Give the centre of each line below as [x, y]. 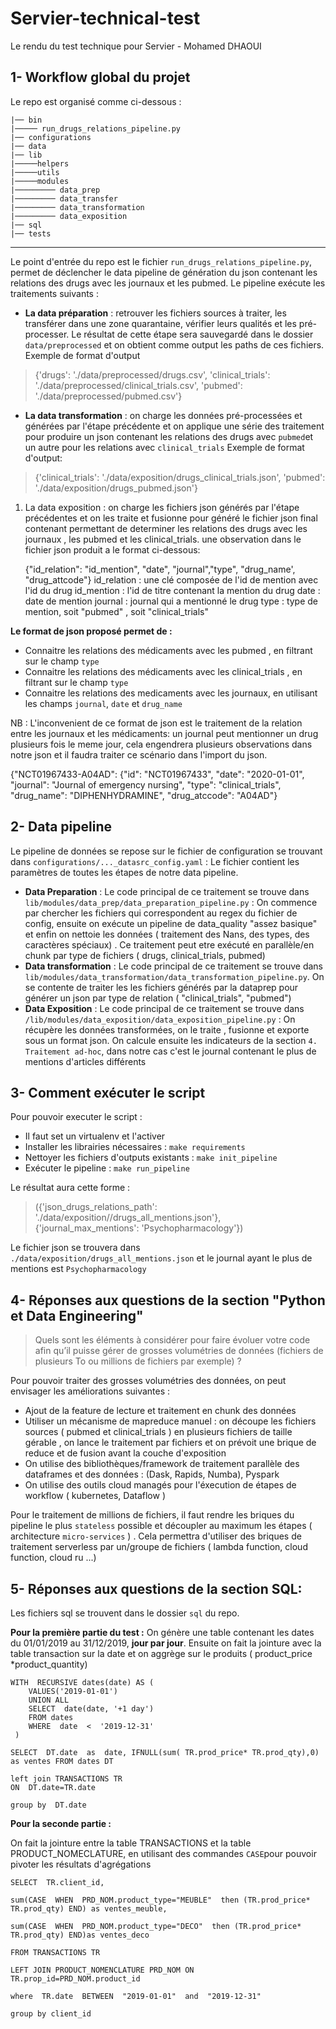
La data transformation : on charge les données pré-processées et [163, 415]
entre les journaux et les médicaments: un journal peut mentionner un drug [164, 733]
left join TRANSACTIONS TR [66, 1779]
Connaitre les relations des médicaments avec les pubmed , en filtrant [168, 650]
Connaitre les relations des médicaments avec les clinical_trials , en [163, 671]
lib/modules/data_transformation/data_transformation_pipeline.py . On [174, 976]
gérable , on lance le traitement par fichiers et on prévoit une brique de [170, 1443]
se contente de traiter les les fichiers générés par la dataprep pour [161, 987]
